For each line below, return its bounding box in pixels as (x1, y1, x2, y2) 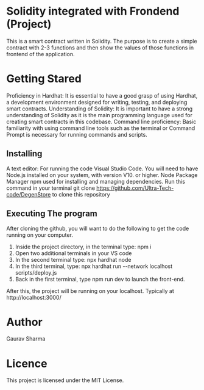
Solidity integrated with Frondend (6, 4, 180, 18)
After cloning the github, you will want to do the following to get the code (6, 225, 189, 232)
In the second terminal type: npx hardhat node (15, 256, 132, 263)
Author (6, 315, 43, 329)
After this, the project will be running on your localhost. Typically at (6, 287, 175, 294)
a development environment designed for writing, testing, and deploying (6, 98, 188, 106)
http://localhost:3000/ (6, 294, 62, 301)
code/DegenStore (6, 190, 51, 198)
